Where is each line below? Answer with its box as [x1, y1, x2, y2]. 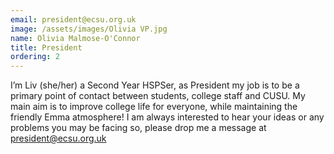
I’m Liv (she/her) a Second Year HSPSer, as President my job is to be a [10, 79, 300, 91]
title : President [10, 42, 83, 53]
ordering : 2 [10, 52, 60, 62]
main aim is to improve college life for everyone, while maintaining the [10, 101, 298, 113]
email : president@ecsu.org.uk [10, 14, 137, 25]
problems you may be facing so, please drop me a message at [10, 122, 267, 134]
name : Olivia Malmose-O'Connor [10, 33, 141, 43]
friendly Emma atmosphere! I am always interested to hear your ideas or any [10, 111, 325, 123]
